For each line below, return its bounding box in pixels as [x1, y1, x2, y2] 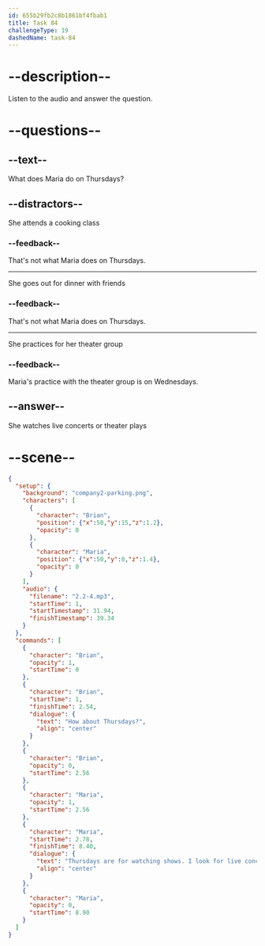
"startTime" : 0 [28, 666, 80, 674]
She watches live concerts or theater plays [8, 420, 147, 430]
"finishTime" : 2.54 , [28, 702, 97, 711]
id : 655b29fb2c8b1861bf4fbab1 [8, 11, 108, 20]
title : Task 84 [8, 19, 58, 27]
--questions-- [8, 122, 101, 139]
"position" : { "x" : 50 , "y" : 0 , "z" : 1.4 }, [36, 556, 161, 564]
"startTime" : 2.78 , [28, 835, 93, 843]
